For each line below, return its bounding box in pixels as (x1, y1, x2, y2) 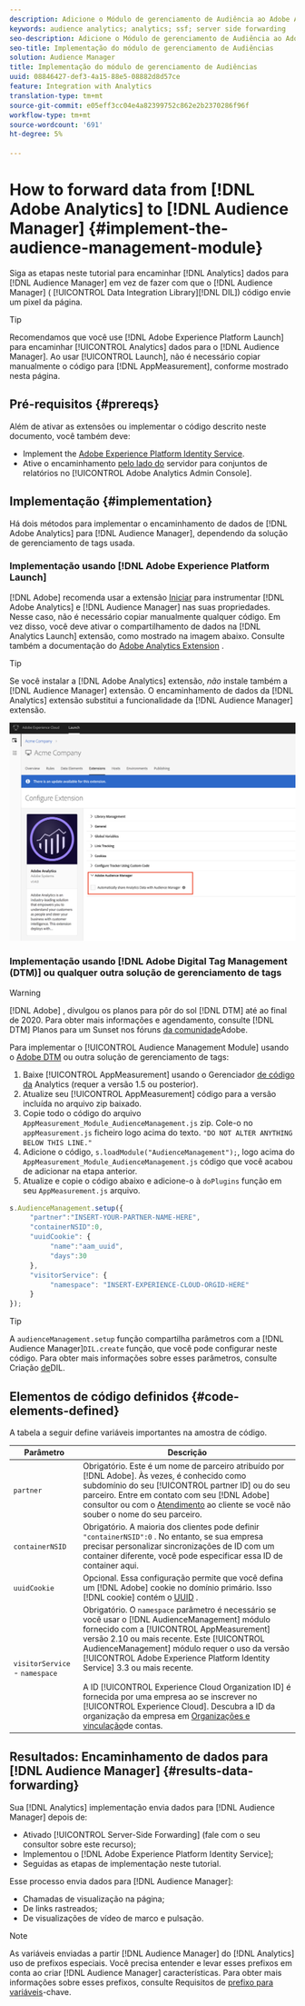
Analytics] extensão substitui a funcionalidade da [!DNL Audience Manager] (9, 694, 293, 705)
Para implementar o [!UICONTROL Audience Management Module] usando (9, 1042, 289, 1053)
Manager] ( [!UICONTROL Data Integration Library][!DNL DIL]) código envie (9, 286, 291, 297)
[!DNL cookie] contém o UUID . (83, 1592, 199, 1603)
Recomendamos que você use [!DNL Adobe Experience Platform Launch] (9, 332, 284, 343)
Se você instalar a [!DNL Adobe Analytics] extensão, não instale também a (9, 675, 288, 686)
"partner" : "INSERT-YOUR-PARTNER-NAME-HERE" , (29, 1213, 202, 1223)
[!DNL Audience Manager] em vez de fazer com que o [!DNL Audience (9, 277, 273, 288)
